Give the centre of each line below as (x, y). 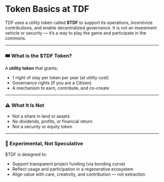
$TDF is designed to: (26, 154)
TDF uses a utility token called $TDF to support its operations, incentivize (79, 23)
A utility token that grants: (32, 68)
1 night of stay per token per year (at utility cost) (60, 78)
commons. (16, 38)
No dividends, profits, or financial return (52, 121)
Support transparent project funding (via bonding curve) (69, 164)
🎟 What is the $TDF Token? (39, 56)
